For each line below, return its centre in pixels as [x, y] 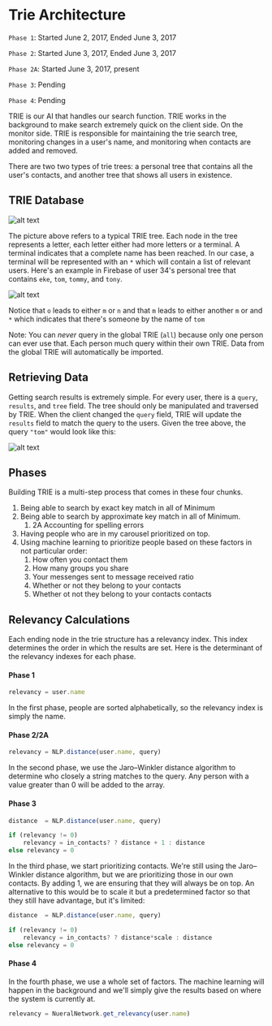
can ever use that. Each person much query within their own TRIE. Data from [136, 343]
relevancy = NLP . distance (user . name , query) [85, 752]
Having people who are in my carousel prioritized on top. [115, 534]
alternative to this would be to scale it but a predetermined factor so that [129, 892]
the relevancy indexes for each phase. [72, 657]
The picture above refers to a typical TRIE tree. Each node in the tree [123, 235]
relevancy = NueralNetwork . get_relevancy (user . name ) [99, 1013]
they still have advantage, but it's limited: [77, 901]
